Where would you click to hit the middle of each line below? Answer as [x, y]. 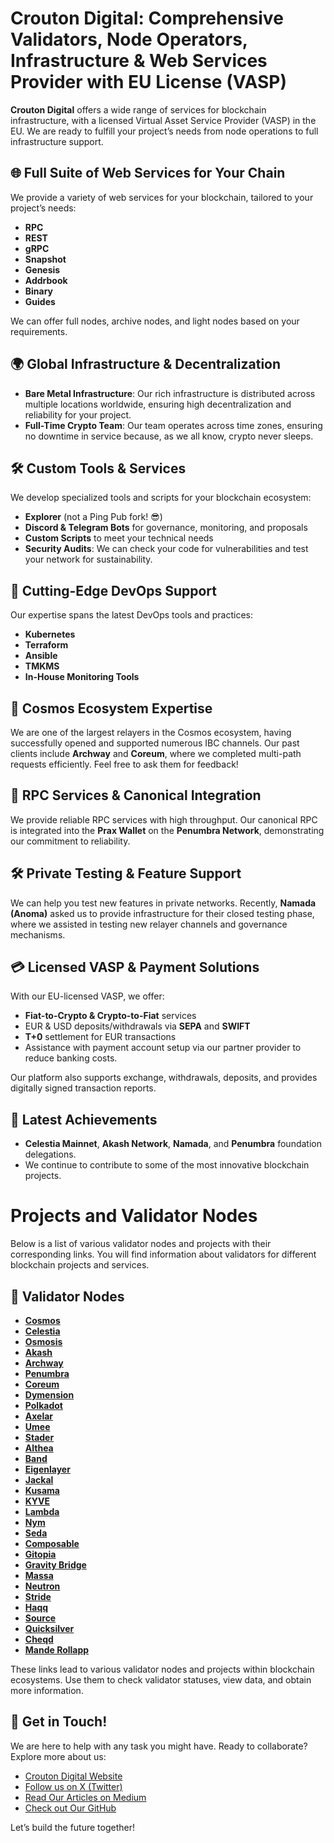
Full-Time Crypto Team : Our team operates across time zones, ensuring [173, 425]
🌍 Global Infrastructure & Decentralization [146, 364]
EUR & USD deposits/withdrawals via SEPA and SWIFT [137, 1026]
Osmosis [43, 1341]
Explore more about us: [58, 1756]
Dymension [49, 1395]
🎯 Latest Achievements [84, 1119]
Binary [39, 291]
